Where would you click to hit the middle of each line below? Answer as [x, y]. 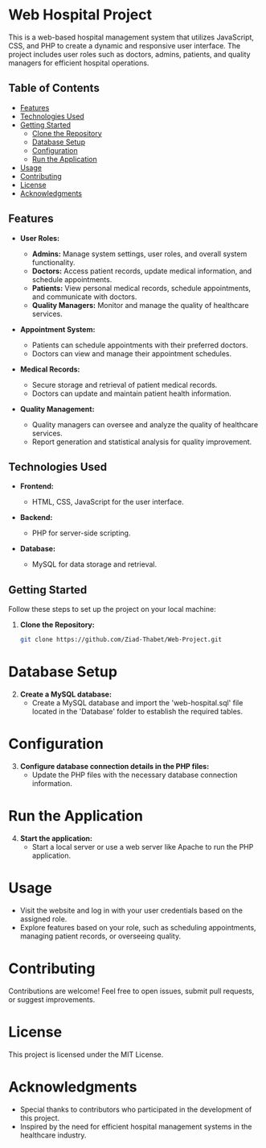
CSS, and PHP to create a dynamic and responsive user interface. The [125, 45]
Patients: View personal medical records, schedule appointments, [141, 288]
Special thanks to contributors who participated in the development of [136, 1109]
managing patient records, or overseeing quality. [100, 936]
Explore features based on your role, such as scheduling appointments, [138, 927]
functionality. [53, 262]
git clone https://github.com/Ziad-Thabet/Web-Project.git [121, 640]
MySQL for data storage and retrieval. [94, 564]
